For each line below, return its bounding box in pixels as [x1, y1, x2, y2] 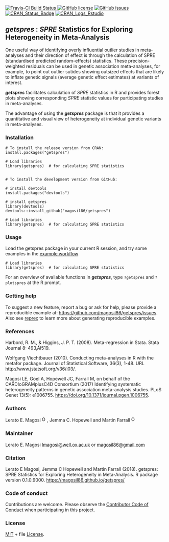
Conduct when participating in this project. [5, 507, 95, 513]
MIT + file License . [5, 531, 44, 537]
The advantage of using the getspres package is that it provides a [5, 110, 144, 116]
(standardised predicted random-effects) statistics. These [5, 57, 127, 64]
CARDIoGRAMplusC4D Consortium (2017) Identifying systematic [5, 381, 141, 387]
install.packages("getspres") [5, 150, 70, 155]
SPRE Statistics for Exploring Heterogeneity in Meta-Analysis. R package [5, 471, 158, 477]
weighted [5, 63, 25, 69]
